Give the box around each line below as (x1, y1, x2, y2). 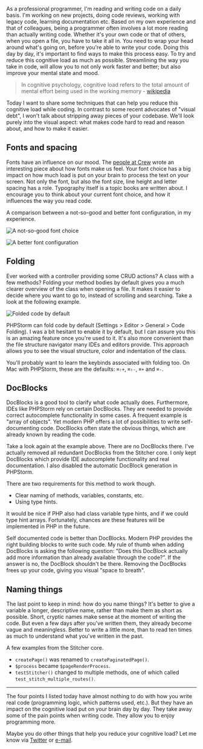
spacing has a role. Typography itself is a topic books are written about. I (6, 184, 188, 191)
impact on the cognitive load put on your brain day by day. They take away (6, 705, 192, 713)
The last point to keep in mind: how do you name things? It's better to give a (6, 600, 195, 607)
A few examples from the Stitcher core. (6, 644, 104, 652)
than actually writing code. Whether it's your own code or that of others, (6, 31, 186, 38)
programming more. (6, 718, 56, 725)
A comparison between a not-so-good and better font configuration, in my (6, 209, 192, 216)
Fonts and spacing (6, 142, 77, 153)
